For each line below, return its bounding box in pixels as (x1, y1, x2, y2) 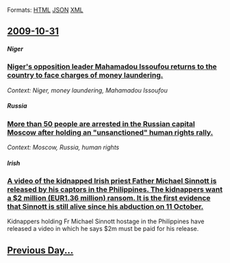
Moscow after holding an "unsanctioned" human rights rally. (7, 127, 214, 137)
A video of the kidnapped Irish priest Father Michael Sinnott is (7, 176, 217, 186)
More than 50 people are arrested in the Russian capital (7, 119, 195, 129)
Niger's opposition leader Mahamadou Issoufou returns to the (7, 62, 217, 71)
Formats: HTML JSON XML (7, 6, 84, 14)
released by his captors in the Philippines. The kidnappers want (7, 185, 223, 195)
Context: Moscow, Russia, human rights (7, 143, 120, 151)
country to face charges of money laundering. (7, 71, 164, 80)
